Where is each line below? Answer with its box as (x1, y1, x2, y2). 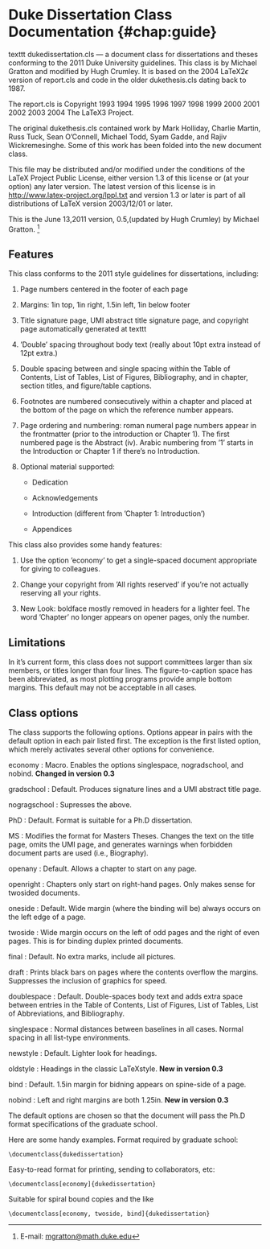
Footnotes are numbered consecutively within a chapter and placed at (19, 397, 252, 406)
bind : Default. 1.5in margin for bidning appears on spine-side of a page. (8, 1080, 247, 1090)
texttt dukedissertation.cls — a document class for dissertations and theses (8, 49, 259, 59)
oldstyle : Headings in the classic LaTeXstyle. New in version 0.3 (8, 1064, 223, 1074)
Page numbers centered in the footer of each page (19, 284, 189, 295)
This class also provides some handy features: (8, 540, 162, 550)
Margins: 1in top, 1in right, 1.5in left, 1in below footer (19, 300, 190, 310)
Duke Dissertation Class (8, 6, 173, 24)
